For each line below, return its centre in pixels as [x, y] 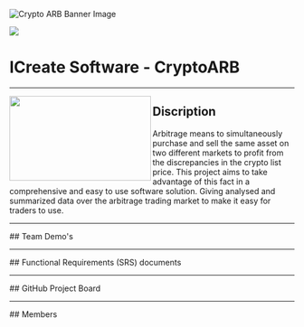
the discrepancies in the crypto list [217, 162]
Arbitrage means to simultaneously [218, 133]
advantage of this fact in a [201, 182]
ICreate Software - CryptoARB [124, 67]
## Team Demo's [42, 236]
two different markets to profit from [218, 153]
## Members [33, 314]
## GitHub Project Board [55, 288]
